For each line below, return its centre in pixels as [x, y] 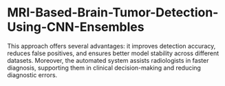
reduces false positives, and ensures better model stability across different [113, 53]
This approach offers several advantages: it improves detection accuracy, [111, 46]
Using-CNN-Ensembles [76, 27]
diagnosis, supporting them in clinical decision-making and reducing [104, 68]
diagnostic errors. [32, 75]
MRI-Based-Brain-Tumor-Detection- [113, 13]
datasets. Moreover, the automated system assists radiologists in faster [108, 60]
